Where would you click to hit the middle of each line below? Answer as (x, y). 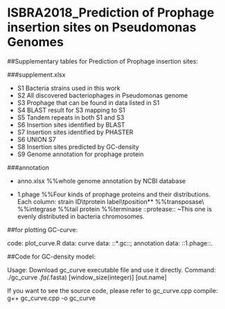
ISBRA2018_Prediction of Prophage (111, 13)
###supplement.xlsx (36, 75)
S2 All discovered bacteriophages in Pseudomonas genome (102, 95)
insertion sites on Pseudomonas (102, 27)
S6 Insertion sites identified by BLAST (71, 124)
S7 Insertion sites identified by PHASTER (75, 132)
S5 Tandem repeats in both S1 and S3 (71, 117)
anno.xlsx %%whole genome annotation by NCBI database (101, 180)
